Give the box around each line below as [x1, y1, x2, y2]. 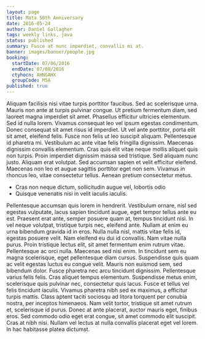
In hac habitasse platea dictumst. [6, 326, 90, 333]
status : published [6, 37, 53, 44]
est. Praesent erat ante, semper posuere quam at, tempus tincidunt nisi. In [6, 215, 193, 222]
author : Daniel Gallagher [6, 26, 72, 32]
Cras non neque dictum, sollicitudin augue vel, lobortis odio [15, 183, 166, 191]
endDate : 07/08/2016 [12, 66, 64, 72]
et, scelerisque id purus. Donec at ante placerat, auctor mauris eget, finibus [6, 306, 198, 313]
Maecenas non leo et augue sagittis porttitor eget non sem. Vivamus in [6, 165, 185, 172]
